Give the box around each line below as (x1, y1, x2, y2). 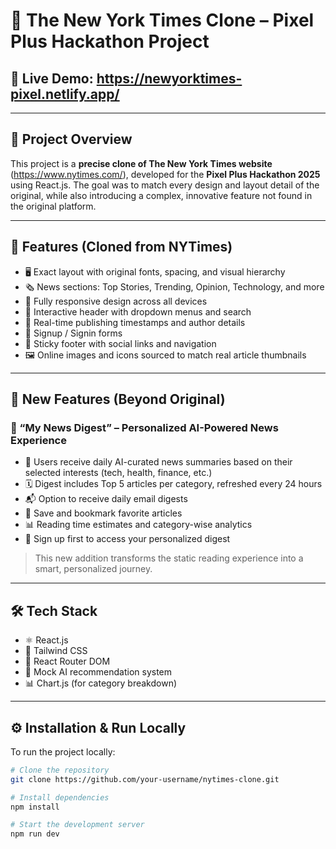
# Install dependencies (10, 792, 110, 803)
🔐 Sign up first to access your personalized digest (24, 533, 231, 545)
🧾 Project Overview (10, 131, 133, 148)
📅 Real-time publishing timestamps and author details (24, 316, 246, 328)
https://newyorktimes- (96, 70, 243, 87)
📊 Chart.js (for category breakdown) (24, 677, 178, 689)
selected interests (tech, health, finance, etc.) (24, 467, 213, 479)
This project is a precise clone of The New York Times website (10, 157, 273, 169)
